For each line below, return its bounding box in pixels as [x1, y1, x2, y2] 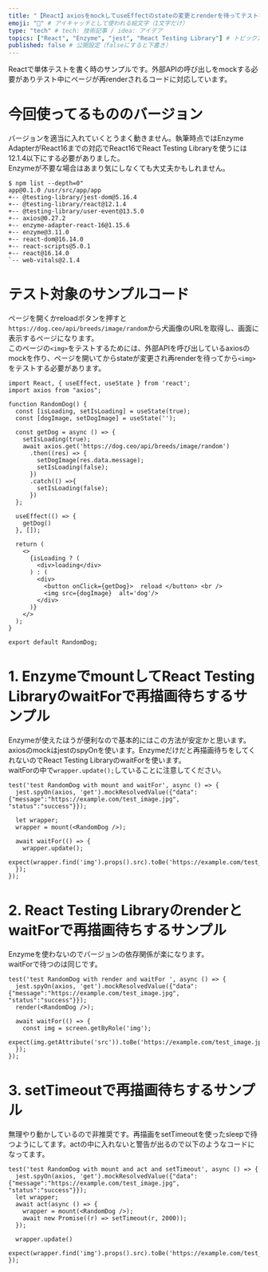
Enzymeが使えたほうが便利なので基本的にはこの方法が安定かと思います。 [8, 735, 251, 745]
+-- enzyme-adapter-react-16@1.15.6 [8, 222, 130, 230]
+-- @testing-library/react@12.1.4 [8, 201, 127, 209]
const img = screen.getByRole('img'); [22, 1024, 152, 1032]
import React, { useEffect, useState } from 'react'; [8, 379, 191, 387]
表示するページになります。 [8, 334, 99, 342]
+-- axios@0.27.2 [8, 214, 66, 222]
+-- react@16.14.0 [8, 250, 69, 258]
